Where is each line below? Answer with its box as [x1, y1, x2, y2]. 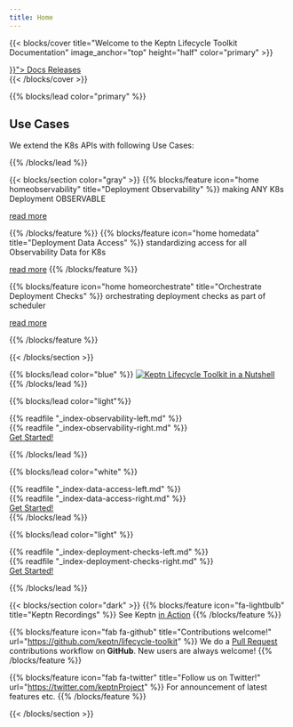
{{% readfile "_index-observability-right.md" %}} [9, 423, 188, 433]
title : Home [9, 12, 53, 22]
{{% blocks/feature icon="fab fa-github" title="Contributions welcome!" [9, 626, 273, 637]
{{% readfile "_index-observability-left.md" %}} [9, 413, 183, 424]
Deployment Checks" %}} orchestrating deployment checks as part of [9, 291, 266, 302]
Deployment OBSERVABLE [9, 193, 107, 205]
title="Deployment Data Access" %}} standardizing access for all [9, 238, 247, 248]
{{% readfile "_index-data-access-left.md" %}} [9, 484, 182, 495]
